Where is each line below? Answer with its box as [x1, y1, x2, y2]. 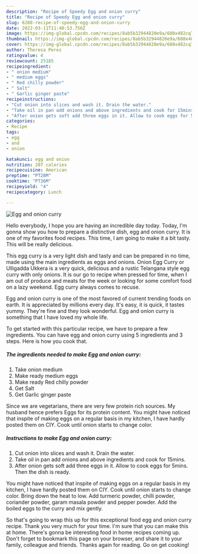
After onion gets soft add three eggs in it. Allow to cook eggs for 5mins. [14, 462, 189, 469]
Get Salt [14, 384, 34, 392]
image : [6, 31, 22, 37]
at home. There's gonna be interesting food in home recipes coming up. [6, 529, 181, 536]
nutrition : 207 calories [6, 161, 67, 168]
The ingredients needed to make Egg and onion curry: [6, 351, 141, 358]
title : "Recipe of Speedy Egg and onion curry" [6, 14, 126, 20]
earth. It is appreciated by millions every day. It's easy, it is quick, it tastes [6, 301, 184, 308]
